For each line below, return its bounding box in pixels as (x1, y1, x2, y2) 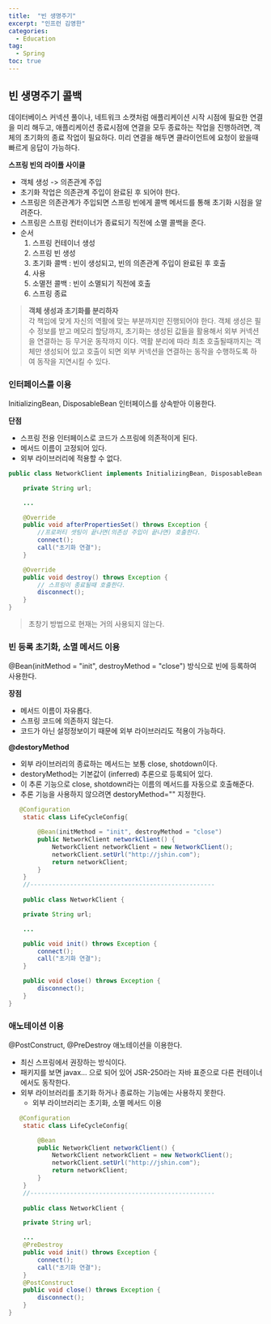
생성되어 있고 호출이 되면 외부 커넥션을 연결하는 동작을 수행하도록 (43, 346, 249, 356)
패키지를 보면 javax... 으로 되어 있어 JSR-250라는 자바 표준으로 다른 (19, 1067, 235, 1077)
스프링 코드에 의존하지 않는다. (19, 716, 114, 726)
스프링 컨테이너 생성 (32, 238, 95, 247)
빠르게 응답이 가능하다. (8, 143, 80, 152)
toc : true (8, 58, 42, 66)
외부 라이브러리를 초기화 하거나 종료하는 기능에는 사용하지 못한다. (19, 1087, 226, 1097)
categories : (8, 27, 49, 35)
